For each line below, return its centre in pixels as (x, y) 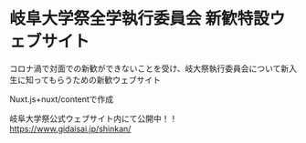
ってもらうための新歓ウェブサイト (97, 79)
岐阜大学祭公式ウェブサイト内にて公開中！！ (94, 118)
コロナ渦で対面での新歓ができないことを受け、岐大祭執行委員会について (145, 68)
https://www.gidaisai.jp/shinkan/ (70, 128)
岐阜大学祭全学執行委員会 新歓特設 (139, 19)
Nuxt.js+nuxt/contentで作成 (62, 99)
